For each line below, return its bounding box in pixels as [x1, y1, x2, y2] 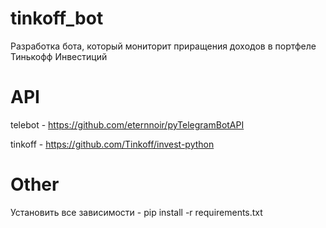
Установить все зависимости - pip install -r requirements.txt [10, 206, 263, 218]
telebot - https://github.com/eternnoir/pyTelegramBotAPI [10, 118, 245, 131]
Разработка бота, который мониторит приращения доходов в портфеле [10, 40, 317, 52]
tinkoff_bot [10, 7, 104, 30]
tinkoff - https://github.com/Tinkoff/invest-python [10, 138, 215, 150]
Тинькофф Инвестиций [10, 50, 108, 62]
